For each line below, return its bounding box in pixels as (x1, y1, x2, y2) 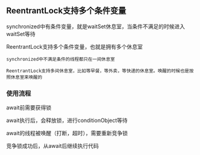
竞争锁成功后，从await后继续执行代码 (6, 142, 99, 150)
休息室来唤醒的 (10, 74, 43, 80)
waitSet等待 (6, 30, 36, 37)
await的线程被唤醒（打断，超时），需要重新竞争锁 (6, 130, 128, 137)
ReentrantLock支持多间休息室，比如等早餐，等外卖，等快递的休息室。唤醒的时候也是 (6, 68, 190, 74)
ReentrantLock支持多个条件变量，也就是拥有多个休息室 (6, 43, 143, 50)
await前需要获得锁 (6, 104, 52, 111)
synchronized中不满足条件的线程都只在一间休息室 (6, 56, 116, 62)
